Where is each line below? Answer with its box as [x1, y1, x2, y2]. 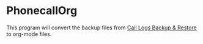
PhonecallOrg [6, 4, 78, 18]
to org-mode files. [6, 30, 52, 37]
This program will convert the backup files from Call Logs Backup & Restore [6, 24, 197, 31]
